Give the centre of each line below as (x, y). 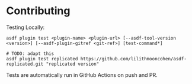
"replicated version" (73, 64)
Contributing (38, 11)
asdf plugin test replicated (42, 59)
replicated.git (25, 64)
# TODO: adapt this (30, 54)
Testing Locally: (25, 27)
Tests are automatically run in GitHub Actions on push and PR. (82, 75)
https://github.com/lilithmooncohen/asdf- (133, 59)
